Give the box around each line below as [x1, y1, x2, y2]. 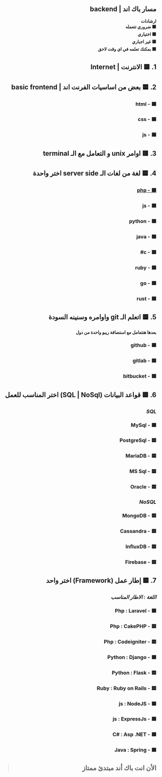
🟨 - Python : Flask [111, 669, 157, 676]
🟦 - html [135, 100, 157, 107]
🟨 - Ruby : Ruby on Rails [96, 685, 157, 692]
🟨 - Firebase [125, 558, 157, 565]
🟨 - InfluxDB [125, 543, 157, 550]
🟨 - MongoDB [122, 512, 157, 519]
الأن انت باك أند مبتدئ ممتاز [81, 764, 157, 772]
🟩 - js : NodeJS [119, 700, 157, 707]
